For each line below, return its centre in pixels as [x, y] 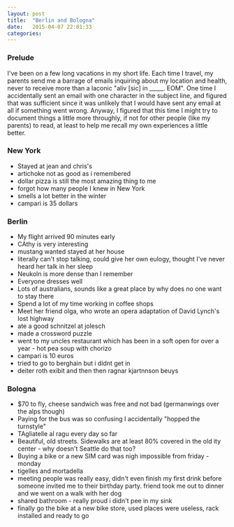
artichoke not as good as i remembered [74, 173]
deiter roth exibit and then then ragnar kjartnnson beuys [98, 371]
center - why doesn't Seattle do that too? [76, 449]
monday [29, 464]
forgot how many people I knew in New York [81, 188]
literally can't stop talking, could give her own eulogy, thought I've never [121, 259]
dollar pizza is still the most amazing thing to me [87, 181]
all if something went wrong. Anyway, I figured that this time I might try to [112, 110]
